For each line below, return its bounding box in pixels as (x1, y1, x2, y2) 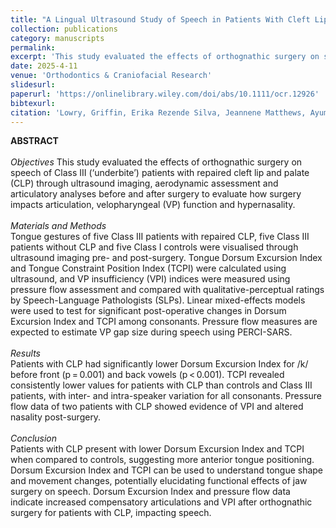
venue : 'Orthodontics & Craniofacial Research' (10, 71, 213, 81)
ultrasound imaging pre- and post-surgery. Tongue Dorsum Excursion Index (10, 252, 323, 264)
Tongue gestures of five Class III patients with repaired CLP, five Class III (10, 231, 310, 243)
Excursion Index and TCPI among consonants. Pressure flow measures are (10, 316, 318, 328)
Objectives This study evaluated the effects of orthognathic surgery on (10, 156, 303, 168)
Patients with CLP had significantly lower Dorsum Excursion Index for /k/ (10, 358, 309, 370)
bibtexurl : (10, 98, 56, 108)
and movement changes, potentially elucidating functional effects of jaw (10, 475, 308, 487)
